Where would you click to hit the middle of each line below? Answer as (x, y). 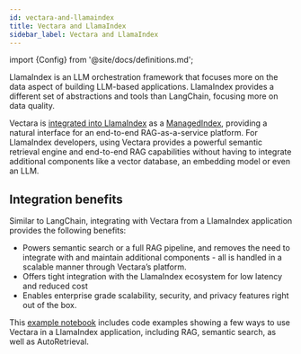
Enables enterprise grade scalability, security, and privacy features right (155, 296)
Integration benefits (66, 199)
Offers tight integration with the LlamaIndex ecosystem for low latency (152, 277)
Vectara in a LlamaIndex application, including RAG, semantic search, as (143, 332)
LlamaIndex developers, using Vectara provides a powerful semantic (136, 142)
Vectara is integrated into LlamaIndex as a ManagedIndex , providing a (138, 123)
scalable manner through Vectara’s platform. (104, 267)
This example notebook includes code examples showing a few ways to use (150, 323)
